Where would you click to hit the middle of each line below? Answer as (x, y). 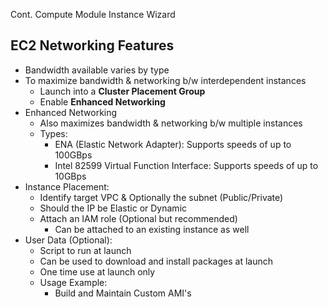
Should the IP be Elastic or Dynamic (113, 208)
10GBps (70, 176)
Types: (53, 133)
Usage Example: (73, 282)
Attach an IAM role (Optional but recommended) (138, 218)
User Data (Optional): (68, 240)
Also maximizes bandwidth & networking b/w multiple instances (171, 123)
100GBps (73, 155)
